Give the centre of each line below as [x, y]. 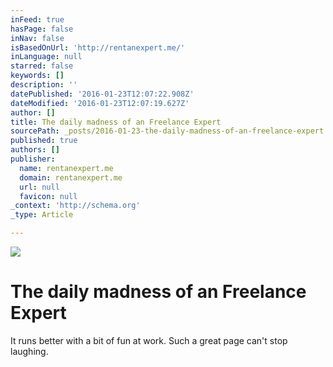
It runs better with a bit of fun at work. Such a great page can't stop [149, 340]
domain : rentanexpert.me [71, 177]
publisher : [33, 159]
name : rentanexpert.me [66, 168]
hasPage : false [42, 29]
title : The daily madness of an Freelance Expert [116, 122]
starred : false [42, 66]
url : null [39, 187]
